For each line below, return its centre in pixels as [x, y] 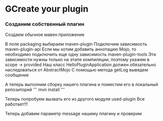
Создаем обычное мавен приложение [45, 35]
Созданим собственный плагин [45, 24]
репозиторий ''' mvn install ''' [35, 90]
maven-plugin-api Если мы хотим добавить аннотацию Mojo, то [71, 49]
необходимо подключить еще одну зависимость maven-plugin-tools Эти [81, 54]
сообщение [17, 75]
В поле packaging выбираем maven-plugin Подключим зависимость [76, 44]
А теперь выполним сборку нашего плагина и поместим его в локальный [81, 85]
